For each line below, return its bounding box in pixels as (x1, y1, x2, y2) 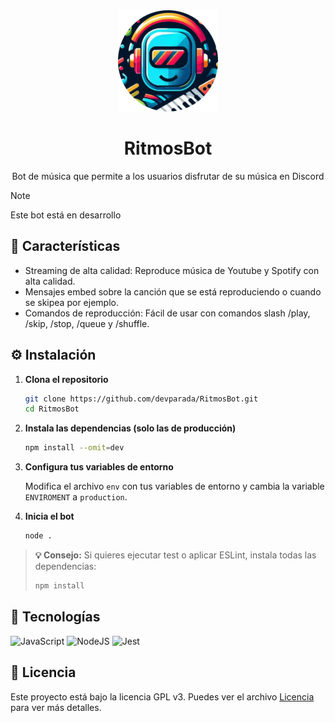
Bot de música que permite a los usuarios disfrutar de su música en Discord (11, 170, 325, 182)
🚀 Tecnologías (10, 609, 101, 626)
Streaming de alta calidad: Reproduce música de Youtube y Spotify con (24, 264, 320, 276)
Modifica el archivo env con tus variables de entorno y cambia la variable (24, 480, 325, 493)
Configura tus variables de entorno (24, 461, 174, 473)
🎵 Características (10, 238, 121, 255)
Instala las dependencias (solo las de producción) (24, 422, 237, 434)
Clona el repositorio (24, 373, 109, 385)
